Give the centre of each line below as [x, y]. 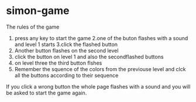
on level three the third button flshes [58, 63]
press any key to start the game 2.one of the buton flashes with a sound [101, 38]
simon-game [38, 11]
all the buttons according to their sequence [66, 75]
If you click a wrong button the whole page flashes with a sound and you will [98, 86]
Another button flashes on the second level [66, 50]
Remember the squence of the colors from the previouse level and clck [100, 69]
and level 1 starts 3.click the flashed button [66, 44]
